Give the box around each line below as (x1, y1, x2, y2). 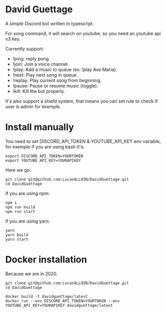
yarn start (5, 236, 29, 242)
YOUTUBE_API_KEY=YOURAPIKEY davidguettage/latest (5, 303, 113, 308)
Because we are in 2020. (5, 271, 58, 277)
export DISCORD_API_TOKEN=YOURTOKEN (5, 153, 83, 159)
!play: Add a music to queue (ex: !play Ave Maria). (12, 66, 117, 73)
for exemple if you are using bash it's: (5, 143, 85, 150)
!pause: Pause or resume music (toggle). (12, 83, 99, 89)
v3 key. (5, 36, 20, 42)
